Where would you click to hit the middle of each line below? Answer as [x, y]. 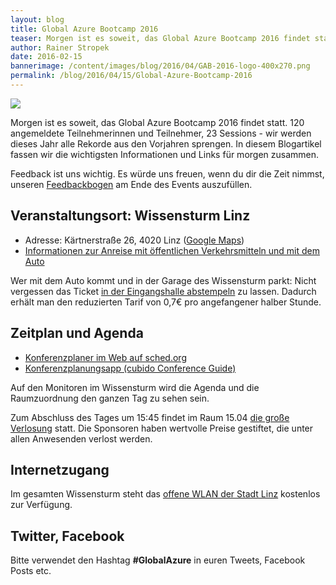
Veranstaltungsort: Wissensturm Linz [130, 216]
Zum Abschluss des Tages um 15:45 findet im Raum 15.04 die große [150, 417]
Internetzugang [60, 469]
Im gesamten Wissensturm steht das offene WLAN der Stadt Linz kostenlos [165, 494]
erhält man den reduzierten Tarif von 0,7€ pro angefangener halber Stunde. [166, 302]
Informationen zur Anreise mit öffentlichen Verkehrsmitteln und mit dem [172, 250]
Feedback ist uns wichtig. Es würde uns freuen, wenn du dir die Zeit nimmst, [167, 173]
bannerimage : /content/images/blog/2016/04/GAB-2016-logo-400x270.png [160, 66]
